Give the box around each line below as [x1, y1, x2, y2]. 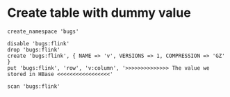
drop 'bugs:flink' [7, 46, 60, 53]
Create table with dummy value [7, 5, 191, 21]
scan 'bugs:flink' [7, 82, 60, 90]
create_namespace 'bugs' [7, 28, 79, 35]
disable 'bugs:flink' [7, 40, 70, 47]
